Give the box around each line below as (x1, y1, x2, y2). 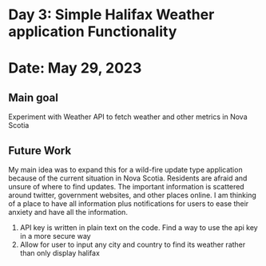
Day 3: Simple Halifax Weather (8, 6, 215, 24)
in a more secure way (19, 232, 91, 240)
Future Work (8, 144, 72, 157)
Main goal (8, 90, 58, 105)
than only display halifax (19, 248, 100, 257)
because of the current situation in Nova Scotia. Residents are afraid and (8, 173, 248, 183)
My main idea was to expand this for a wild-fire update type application (8, 165, 243, 174)
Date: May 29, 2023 (8, 59, 142, 77)
